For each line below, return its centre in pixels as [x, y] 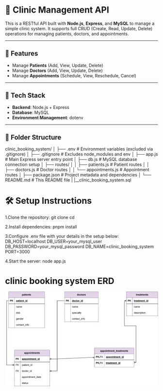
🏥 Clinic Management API [57, 10]
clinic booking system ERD [60, 281]
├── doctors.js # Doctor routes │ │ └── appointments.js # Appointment [77, 170]
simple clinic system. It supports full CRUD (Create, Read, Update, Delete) [79, 28]
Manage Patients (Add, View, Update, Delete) [57, 65]
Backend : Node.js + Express [41, 107]
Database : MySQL [31, 112]
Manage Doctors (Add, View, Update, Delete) [57, 71]
